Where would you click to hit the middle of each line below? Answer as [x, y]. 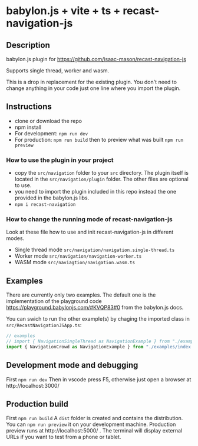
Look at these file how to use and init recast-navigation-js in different [90, 232]
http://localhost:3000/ [33, 385]
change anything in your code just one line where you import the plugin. [93, 88]
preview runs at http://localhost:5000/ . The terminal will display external [94, 431]
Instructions [29, 107]
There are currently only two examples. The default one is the [81, 295]
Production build [37, 404]
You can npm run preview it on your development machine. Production [91, 424]
